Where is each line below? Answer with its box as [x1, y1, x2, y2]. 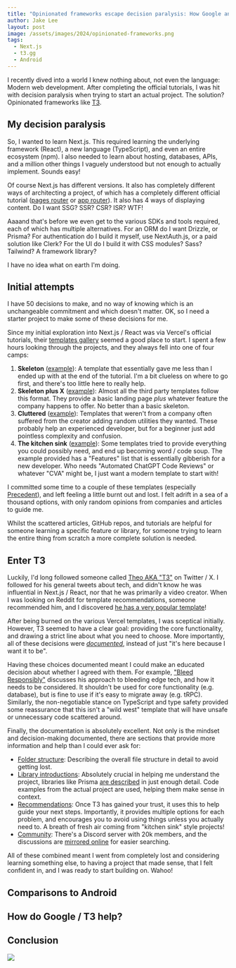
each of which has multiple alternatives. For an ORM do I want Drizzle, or [7, 224, 218, 233]
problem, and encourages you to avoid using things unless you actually [17, 815, 224, 823]
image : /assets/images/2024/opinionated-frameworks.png [7, 30, 174, 37]
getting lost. [17, 763, 53, 771]
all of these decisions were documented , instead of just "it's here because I [7, 639, 226, 648]
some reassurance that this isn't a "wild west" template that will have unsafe [7, 706, 228, 714]
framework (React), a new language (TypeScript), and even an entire [7, 145, 206, 153]
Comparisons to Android [7, 886, 117, 899]
